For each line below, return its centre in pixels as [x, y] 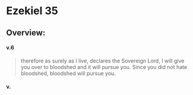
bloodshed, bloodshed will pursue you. [68, 73]
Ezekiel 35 [32, 11]
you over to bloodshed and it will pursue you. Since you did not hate [104, 67]
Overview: [26, 33]
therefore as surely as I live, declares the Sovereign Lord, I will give [102, 61]
